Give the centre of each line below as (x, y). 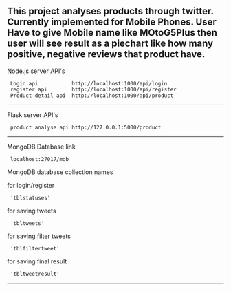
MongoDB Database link (41, 147)
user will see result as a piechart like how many (110, 44)
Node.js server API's (36, 71)
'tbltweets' (27, 223)
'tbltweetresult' (35, 274)
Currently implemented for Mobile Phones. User (112, 22)
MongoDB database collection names (60, 172)
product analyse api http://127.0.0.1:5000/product (86, 127)
